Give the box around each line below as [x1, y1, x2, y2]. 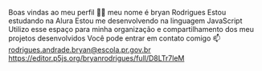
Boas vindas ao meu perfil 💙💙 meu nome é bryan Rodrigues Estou [8, 8, 227, 17]
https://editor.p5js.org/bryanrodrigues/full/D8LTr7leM [8, 53, 185, 63]
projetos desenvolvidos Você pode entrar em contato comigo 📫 [8, 34, 221, 43]
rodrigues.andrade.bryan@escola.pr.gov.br [8, 45, 151, 54]
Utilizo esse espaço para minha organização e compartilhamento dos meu [8, 25, 255, 34]
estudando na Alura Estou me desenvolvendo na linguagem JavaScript [8, 16, 243, 26]
